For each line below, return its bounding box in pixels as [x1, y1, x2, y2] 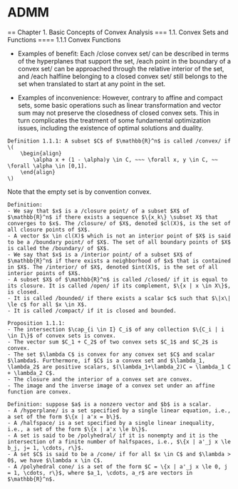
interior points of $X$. [7, 269, 81, 277]
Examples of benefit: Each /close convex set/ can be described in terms [17, 49, 229, 58]
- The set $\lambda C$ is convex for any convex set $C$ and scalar [7, 351, 215, 358]
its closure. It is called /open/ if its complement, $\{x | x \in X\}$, [7, 282, 232, 289]
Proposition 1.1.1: [7, 319, 66, 326]
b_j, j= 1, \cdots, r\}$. [7, 444, 84, 451]
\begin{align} [20, 150, 62, 157]
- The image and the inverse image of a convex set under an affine [7, 382, 215, 389]
